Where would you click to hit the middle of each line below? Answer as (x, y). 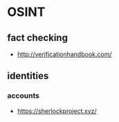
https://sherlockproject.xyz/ (57, 111)
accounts (24, 96)
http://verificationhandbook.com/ (64, 54)
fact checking (37, 38)
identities (28, 76)
